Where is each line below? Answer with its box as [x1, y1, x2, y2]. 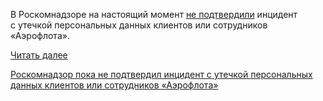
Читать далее [10, 49, 68, 61]
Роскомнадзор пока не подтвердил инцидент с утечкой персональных [10, 69, 313, 80]
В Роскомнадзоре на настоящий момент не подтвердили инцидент [10, 9, 298, 20]
